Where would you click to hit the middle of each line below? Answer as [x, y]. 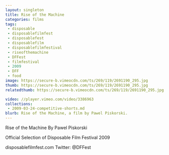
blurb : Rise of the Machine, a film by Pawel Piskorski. [67, 113]
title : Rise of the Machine [35, 15]
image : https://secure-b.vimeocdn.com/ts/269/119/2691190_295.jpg [77, 81]
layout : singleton [25, 10]
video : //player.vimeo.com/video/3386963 [50, 99]
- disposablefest [26, 38]
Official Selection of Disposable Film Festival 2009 [58, 138]
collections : [19, 104]
